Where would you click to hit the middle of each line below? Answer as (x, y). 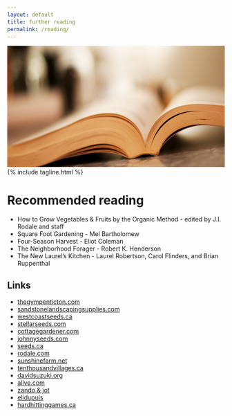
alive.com (31, 383)
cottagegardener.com (48, 332)
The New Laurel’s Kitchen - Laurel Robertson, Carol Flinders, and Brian (118, 256)
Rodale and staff (40, 227)
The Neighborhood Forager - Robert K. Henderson (89, 248)
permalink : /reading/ (38, 29)
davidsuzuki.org (40, 376)
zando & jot (33, 390)
